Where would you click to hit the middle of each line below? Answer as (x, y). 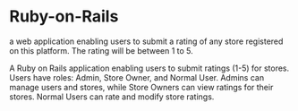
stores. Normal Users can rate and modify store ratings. (112, 97)
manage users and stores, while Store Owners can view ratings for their (141, 87)
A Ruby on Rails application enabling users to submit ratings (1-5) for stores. (149, 68)
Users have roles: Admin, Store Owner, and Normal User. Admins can (137, 77)
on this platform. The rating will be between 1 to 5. (102, 50)
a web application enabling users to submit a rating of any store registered (146, 41)
